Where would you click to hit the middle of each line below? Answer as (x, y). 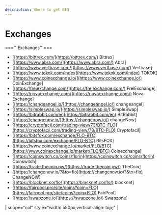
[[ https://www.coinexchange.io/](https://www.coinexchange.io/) (77, 78)
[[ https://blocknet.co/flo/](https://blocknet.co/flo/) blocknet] (73, 182)
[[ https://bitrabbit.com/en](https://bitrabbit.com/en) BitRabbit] (75, 114)
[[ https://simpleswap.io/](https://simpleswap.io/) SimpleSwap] (75, 109)
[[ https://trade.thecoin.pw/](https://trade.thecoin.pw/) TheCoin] (77, 166)
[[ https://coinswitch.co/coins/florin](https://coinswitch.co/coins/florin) (83, 156)
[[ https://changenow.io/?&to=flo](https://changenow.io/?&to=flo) (78, 172)
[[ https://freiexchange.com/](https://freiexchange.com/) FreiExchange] (84, 88)
